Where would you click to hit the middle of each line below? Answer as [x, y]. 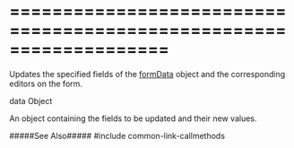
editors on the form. [46, 83]
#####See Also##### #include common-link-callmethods [117, 135]
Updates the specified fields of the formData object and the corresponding [147, 74]
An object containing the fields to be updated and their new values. [133, 118]
